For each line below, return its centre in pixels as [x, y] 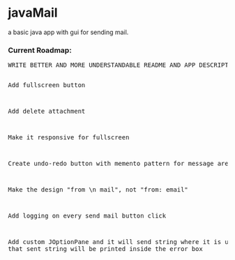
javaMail [33, 13]
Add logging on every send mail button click [87, 216]
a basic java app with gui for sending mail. [68, 32]
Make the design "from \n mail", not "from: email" [98, 190]
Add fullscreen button [47, 85]
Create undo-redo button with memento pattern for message [111, 164]
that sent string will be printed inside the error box [105, 249]
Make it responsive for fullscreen [69, 138]
